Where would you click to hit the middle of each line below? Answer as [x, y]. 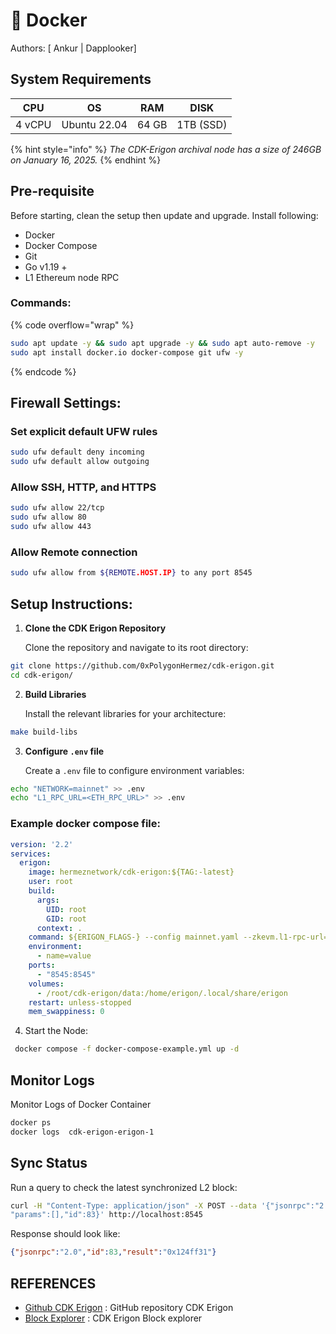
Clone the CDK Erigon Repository [95, 628]
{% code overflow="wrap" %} [72, 325]
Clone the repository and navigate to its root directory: [136, 647]
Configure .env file [64, 751]
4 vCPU [33, 124]
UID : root [66, 909]
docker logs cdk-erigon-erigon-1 [82, 1132]
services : [31, 854]
